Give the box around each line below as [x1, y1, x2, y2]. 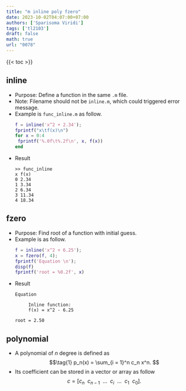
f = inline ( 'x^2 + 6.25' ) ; [14, 247, 82, 253]
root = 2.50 [14, 318, 45, 324]
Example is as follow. [14, 236, 67, 243]
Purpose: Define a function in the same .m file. [14, 91, 128, 98]
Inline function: [28, 302, 71, 308]
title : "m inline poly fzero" [6, 8, 81, 15]
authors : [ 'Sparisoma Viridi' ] [6, 20, 84, 26]
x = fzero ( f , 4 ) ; [14, 252, 58, 259]
